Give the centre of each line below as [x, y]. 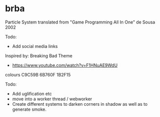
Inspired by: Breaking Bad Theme [39, 56]
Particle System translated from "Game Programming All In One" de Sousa [80, 22]
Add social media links [35, 46]
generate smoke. [29, 109]
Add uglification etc [32, 94]
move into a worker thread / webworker [52, 99]
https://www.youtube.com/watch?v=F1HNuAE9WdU [65, 65]
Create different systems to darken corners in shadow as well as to [80, 104]
